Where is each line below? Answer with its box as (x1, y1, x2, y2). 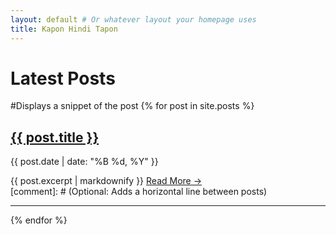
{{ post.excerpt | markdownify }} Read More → (10, 175, 203, 187)
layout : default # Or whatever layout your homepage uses (10, 14, 257, 25)
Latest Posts (10, 67, 116, 90)
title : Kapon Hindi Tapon (10, 24, 118, 34)
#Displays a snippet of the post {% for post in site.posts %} (10, 100, 255, 112)
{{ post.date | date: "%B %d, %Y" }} (10, 156, 159, 168)
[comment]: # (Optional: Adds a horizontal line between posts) (10, 186, 268, 198)
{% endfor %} (10, 214, 68, 226)
